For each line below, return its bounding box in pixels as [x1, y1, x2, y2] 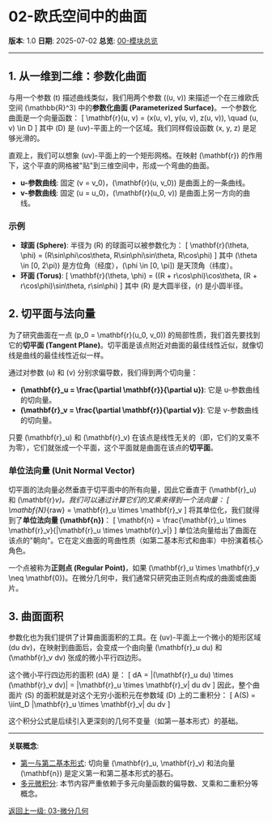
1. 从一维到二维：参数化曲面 [8, 70, 147, 84]
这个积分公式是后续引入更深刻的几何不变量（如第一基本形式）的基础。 [8, 716, 243, 726]
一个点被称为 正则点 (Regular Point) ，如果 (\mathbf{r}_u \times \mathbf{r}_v [8, 563, 261, 573]
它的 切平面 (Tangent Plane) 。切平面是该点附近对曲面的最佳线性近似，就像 [8, 340, 257, 350]
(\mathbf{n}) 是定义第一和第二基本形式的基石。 [19, 768, 178, 778]
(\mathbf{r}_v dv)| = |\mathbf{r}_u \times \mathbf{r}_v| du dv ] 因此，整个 [8, 679, 253, 690]
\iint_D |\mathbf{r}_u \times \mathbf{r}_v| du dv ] [8, 699, 171, 709]
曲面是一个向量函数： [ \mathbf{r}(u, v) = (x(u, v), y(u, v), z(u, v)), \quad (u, [8, 113, 259, 123]
